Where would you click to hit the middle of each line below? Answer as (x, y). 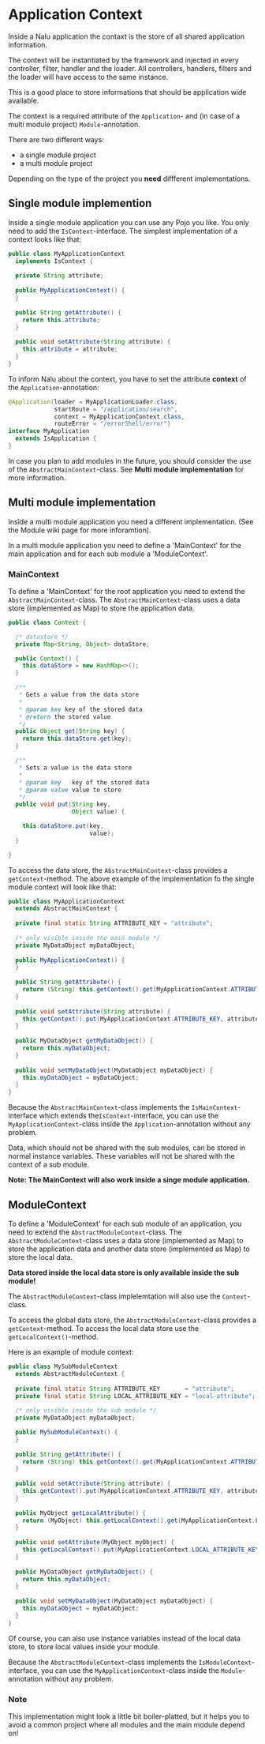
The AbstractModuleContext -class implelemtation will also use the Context (128, 1296)
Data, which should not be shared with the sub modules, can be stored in (127, 1148)
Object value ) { (98, 812)
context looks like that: (45, 239)
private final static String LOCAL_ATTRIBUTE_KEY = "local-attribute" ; (136, 1396)
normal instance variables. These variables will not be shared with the (121, 1156)
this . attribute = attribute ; (70, 349)
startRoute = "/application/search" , (116, 409)
